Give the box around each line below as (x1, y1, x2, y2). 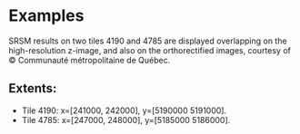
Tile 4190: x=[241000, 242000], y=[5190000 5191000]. (21, 105, 227, 116)
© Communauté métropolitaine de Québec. (8, 54, 171, 65)
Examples (8, 5, 85, 26)
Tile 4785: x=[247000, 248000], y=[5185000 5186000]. (21, 114, 231, 125)
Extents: (8, 81, 57, 96)
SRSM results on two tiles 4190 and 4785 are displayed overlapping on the (8, 35, 287, 46)
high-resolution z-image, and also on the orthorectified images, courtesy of (8, 44, 292, 55)
